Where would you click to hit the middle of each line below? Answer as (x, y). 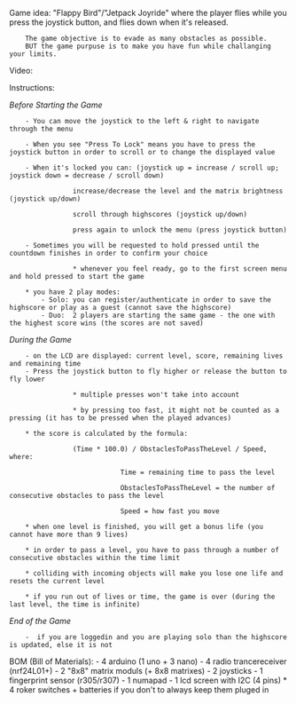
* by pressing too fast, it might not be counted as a (175, 410)
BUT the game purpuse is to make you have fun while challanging (148, 46)
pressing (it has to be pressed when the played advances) (121, 418)
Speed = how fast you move (170, 511)
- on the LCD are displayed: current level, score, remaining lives (154, 356)
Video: (21, 71)
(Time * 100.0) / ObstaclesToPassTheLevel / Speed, (170, 449)
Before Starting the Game (56, 105)
